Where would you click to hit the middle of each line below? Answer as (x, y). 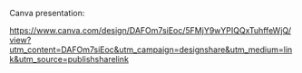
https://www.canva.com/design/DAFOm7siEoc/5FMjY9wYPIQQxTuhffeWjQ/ (151, 30)
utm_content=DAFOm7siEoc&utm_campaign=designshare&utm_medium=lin (151, 50)
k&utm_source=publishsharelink (69, 59)
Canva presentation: (47, 13)
